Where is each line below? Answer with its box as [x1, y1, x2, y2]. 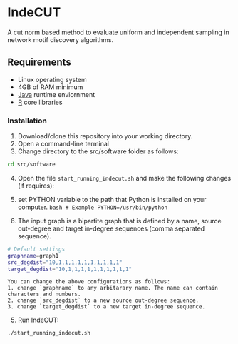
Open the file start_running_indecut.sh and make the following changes [17, 173, 232, 182]
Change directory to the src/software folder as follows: [17, 147, 180, 156]
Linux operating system [17, 75, 87, 84]
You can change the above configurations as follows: [7, 278, 171, 285]
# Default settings [7, 246, 66, 253]
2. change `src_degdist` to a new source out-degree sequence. [7, 297, 200, 304]
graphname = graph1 [7, 252, 59, 259]
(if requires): [17, 181, 55, 190]
